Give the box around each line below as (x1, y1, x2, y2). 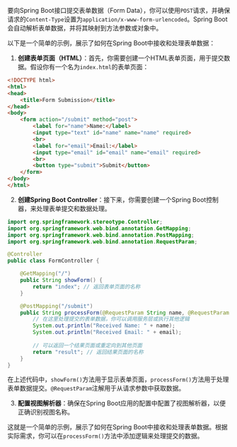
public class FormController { (7, 257, 100, 265)
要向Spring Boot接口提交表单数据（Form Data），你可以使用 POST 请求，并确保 (7, 6, 231, 14)
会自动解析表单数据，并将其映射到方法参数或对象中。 (7, 24, 163, 32)
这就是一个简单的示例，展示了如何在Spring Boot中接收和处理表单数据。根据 (7, 423, 228, 431)
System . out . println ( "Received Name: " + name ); (33, 322, 175, 330)
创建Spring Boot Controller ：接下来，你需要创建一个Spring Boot (17, 195, 207, 203)
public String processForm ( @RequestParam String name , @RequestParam (20, 309, 230, 316)
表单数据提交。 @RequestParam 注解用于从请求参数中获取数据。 (7, 384, 185, 393)
